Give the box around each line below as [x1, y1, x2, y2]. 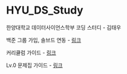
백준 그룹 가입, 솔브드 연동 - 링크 [6, 36, 81, 43]
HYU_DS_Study [6, 4, 84, 17]
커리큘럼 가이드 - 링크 [6, 49, 56, 56]
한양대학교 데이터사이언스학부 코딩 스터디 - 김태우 [6, 24, 122, 31]
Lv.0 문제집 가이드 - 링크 [6, 62, 63, 69]
